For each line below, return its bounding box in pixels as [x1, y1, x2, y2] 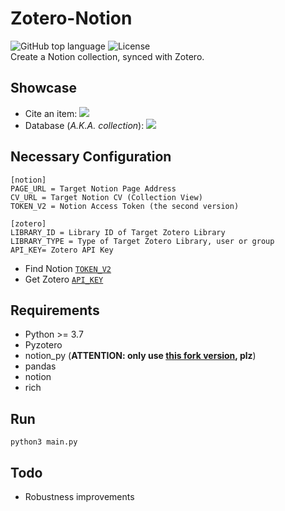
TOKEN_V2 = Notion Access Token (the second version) [10, 201, 240, 211]
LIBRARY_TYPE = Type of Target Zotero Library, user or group [10, 236, 275, 246]
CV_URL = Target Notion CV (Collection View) [10, 192, 203, 202]
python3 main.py [10, 437, 78, 447]
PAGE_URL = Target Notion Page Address [10, 183, 177, 194]
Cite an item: [24, 107, 78, 119]
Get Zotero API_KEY [24, 273, 104, 285]
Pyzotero [24, 339, 63, 351]
